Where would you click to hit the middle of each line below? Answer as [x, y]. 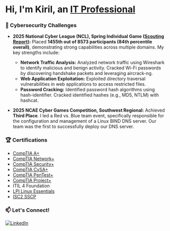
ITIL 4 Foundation [31, 186]
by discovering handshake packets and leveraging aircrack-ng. [87, 73]
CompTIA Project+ [32, 180]
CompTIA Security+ [33, 164]
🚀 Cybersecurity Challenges [41, 25]
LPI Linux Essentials [34, 191]
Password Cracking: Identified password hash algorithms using [88, 90]
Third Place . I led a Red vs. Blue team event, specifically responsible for [88, 116]
